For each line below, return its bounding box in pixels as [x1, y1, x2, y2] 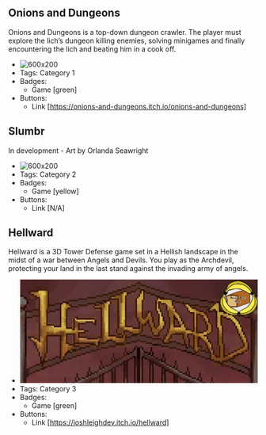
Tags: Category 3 [19, 383, 77, 393]
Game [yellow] [31, 186, 79, 196]
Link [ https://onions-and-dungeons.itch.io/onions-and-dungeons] [31, 101, 247, 111]
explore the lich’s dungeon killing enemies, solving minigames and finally [8, 36, 245, 45]
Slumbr [8, 124, 45, 138]
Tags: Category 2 [19, 170, 77, 179]
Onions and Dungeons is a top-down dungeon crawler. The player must [8, 27, 241, 36]
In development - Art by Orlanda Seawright [8, 146, 149, 155]
